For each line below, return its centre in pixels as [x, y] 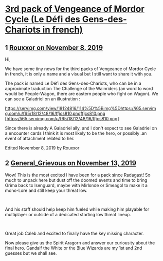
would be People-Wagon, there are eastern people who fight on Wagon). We [82, 94]
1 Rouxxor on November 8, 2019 [54, 47]
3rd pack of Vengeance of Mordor [75, 9]
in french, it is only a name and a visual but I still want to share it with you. [79, 74]
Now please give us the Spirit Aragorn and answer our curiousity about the [80, 242]
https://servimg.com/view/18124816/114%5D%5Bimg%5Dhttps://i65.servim [81, 108]
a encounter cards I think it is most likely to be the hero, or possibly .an [76, 133]
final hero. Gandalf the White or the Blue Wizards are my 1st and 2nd [74, 248]
